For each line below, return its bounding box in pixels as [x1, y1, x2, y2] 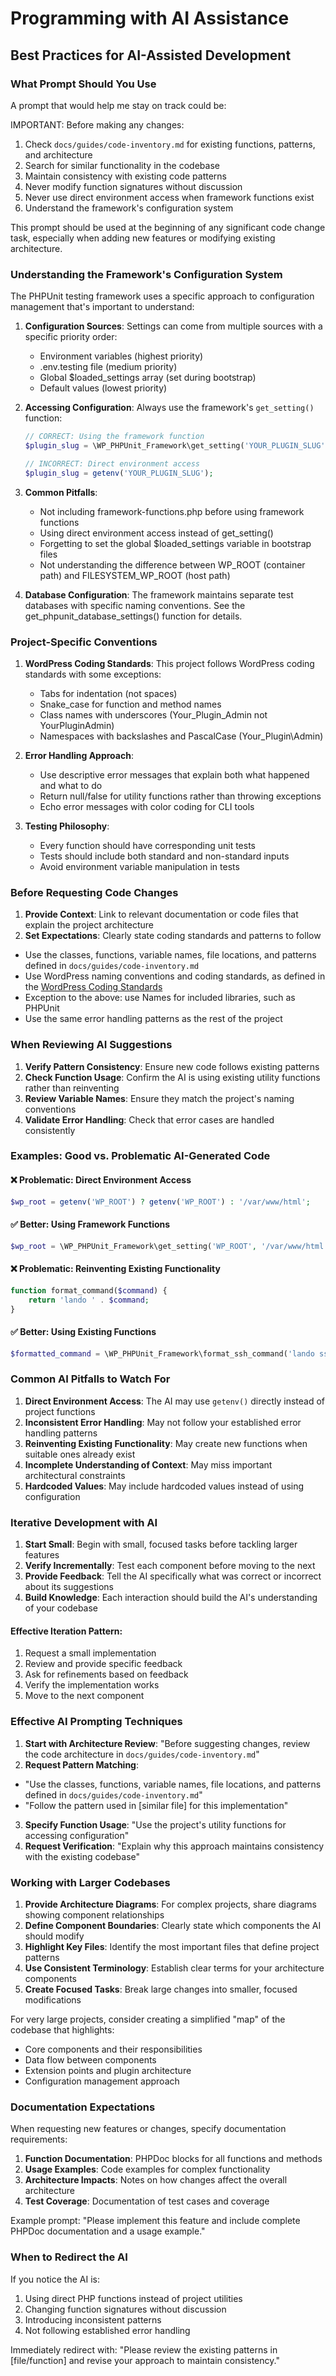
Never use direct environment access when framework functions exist [24, 191, 315, 203]
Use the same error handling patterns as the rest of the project [24, 1013, 283, 1025]
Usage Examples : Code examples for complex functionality [24, 2163, 271, 2176]
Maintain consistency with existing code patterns [24, 170, 227, 182]
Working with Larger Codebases [10, 1875, 171, 1889]
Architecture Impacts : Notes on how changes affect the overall [24, 2174, 288, 2186]
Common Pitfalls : [24, 486, 98, 498]
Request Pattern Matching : [24, 1758, 140, 1771]
